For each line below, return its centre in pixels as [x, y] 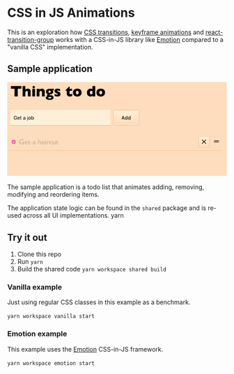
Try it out [27, 238]
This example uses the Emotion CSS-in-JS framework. [85, 349]
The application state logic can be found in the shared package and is [107, 208]
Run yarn [30, 262]
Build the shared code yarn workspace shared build [92, 269]
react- [214, 32]
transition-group [31, 39]
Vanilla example [35, 287]
